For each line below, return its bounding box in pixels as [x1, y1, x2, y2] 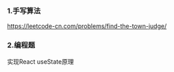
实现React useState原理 [7, 57, 74, 66]
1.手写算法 [7, 5, 41, 15]
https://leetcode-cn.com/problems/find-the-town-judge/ [7, 22, 167, 30]
